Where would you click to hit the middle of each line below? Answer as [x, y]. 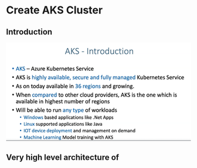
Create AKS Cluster [55, 10]
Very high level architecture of [62, 157]
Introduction [29, 32]
